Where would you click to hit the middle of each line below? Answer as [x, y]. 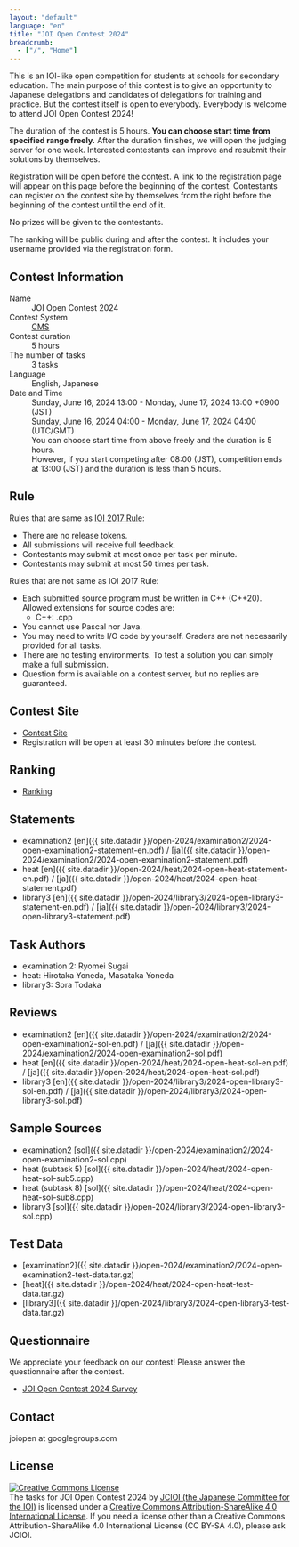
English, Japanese [65, 383]
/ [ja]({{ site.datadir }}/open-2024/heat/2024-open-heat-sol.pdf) [141, 1072]
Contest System [39, 317]
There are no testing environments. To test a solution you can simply [148, 654]
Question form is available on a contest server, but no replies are [141, 674]
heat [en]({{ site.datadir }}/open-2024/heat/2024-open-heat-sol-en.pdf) [155, 1062]
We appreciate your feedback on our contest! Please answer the [127, 1362]
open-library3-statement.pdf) [76, 917]
